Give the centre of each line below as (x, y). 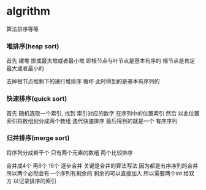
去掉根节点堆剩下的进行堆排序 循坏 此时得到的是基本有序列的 (83, 81)
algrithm (28, 11)
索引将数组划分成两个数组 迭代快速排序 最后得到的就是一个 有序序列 (92, 121)
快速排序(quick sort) (37, 99)
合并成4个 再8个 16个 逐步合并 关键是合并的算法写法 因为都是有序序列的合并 (102, 166)
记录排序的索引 (37, 181)
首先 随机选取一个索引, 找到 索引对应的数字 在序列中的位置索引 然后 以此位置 (103, 113)
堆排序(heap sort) (33, 46)
